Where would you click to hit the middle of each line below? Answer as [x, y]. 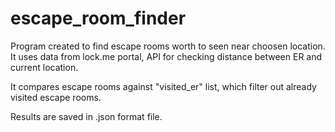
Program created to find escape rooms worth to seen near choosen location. [168, 46]
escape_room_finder [98, 18]
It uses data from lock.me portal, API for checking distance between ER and [166, 56]
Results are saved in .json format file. [86, 116]
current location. [44, 67]
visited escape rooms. [56, 97]
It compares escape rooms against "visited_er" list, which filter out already [163, 86]
